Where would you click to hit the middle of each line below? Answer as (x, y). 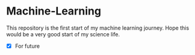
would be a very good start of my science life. (63, 34)
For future (27, 46)
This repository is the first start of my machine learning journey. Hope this (98, 28)
